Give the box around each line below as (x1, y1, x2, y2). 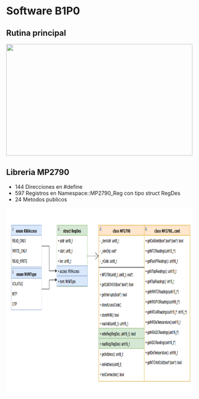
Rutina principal (6, 28, 67, 38)
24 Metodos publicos (14, 195, 67, 203)
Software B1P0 (6, 4, 80, 18)
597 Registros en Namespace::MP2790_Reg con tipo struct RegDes (14, 189, 181, 197)
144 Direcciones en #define (14, 183, 83, 190)
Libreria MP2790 (6, 167, 70, 177)
